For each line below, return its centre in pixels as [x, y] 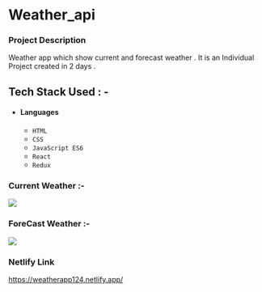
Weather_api [52, 15]
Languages [39, 112]
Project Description [47, 40]
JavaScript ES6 [57, 148]
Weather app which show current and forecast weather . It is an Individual [131, 57]
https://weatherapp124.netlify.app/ [66, 279]
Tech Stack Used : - [59, 92]
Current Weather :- [46, 186]
